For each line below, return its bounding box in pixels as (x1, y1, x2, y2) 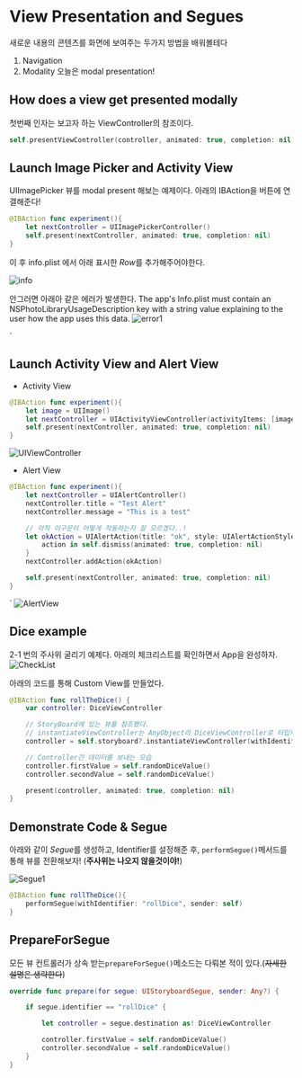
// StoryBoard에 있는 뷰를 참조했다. (25, 720, 150, 729)
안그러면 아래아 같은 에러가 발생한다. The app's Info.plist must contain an (9, 293, 271, 304)
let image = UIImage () (25, 406, 111, 415)
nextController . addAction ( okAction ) (25, 557, 164, 566)
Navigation (22, 55, 63, 66)
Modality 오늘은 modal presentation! (22, 66, 155, 76)
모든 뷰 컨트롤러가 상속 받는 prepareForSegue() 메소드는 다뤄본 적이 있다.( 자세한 (9, 958, 288, 968)
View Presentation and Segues (9, 6, 244, 27)
